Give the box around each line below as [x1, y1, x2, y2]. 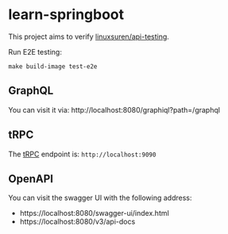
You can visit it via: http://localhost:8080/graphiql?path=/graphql [8, 105, 221, 114]
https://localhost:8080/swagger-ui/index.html [19, 209, 169, 218]
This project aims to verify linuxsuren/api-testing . [8, 32, 169, 41]
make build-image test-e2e [8, 62, 98, 71]
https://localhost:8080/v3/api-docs [19, 217, 136, 227]
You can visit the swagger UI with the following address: [8, 193, 192, 203]
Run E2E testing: [8, 47, 62, 56]
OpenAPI [8, 172, 54, 186]
